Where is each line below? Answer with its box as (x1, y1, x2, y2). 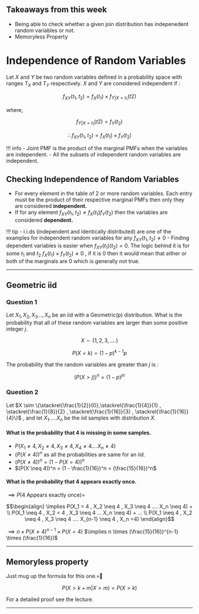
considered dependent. (14, 216, 73, 224)
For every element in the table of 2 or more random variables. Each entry (14, 190, 192, 197)
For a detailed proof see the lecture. (6, 596, 94, 603)
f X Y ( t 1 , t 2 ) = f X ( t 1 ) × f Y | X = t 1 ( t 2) (62, 92, 136, 102)
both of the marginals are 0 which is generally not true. (6, 257, 140, 264)
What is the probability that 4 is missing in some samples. (6, 429, 152, 436)
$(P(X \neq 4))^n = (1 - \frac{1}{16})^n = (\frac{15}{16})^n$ (14, 465, 157, 472)
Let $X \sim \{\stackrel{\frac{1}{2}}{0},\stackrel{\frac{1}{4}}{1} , (6, 401, 162, 408)
